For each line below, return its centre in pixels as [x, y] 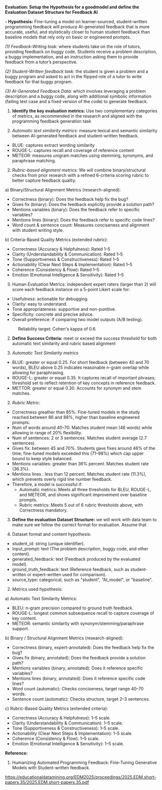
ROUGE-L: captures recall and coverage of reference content [73, 150]
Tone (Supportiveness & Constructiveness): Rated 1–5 [66, 259]
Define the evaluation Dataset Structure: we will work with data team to [84, 520]
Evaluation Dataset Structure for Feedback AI [52, 12]
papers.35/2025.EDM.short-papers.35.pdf [47, 782]
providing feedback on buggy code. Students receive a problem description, [81, 52]
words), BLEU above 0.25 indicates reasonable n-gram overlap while [81, 367]
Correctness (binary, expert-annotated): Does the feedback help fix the [83, 647]
